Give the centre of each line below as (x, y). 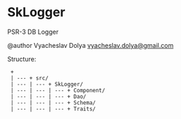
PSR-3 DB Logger (33, 32)
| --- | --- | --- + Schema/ (53, 103)
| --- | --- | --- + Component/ (58, 90)
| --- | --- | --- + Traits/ (53, 109)
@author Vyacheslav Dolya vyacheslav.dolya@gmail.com (90, 45)
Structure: (22, 59)
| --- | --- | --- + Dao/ (48, 96)
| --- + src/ (30, 78)
